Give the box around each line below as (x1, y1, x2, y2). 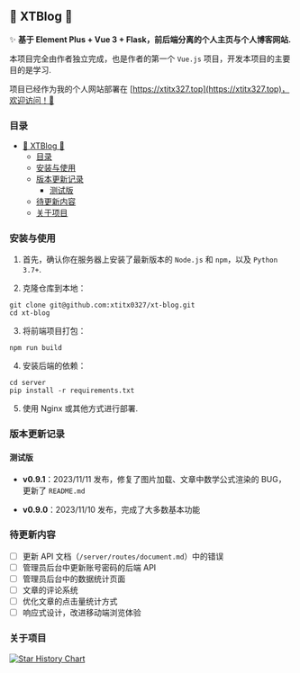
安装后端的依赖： (22, 361, 86, 372)
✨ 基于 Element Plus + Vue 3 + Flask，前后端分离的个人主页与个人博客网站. (9, 33, 292, 45)
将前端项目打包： (22, 326, 86, 336)
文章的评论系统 (22, 585, 78, 596)
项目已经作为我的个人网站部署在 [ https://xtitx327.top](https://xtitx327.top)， (9, 83, 290, 94)
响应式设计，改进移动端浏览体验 (22, 607, 141, 618)
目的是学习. (9, 64, 52, 75)
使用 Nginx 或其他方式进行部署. (22, 403, 139, 414)
